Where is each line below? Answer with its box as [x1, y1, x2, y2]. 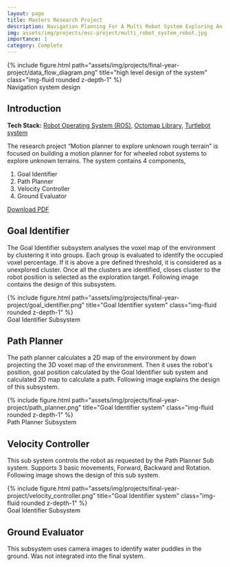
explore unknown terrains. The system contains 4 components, [7, 156, 186, 165]
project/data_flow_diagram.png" [7, 68, 98, 76]
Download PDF [7, 205, 49, 214]
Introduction [7, 103, 62, 114]
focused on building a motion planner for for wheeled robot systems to [7, 149, 207, 157]
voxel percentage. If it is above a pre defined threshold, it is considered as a [7, 258, 222, 266]
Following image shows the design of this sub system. [7, 471, 160, 480]
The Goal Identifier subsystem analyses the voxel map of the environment [7, 243, 216, 251]
